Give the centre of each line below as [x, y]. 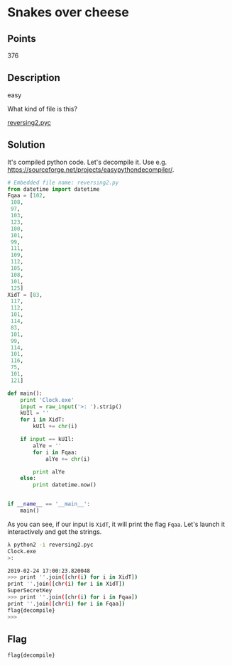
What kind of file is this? [43, 109]
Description [34, 78]
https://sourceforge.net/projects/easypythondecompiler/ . [91, 169]
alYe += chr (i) [68, 459]
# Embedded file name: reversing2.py [63, 182]
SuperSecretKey [30, 591]
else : [28, 479]
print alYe [49, 472]
